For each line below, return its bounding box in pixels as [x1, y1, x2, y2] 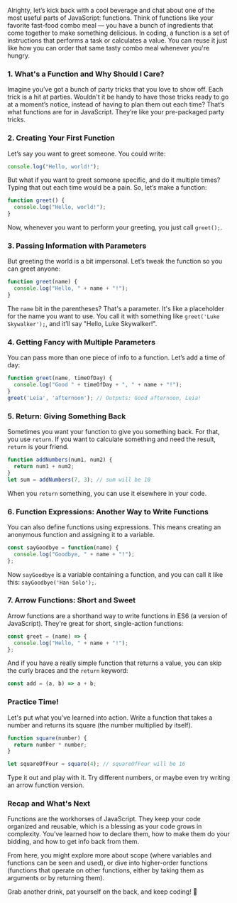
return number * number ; [13, 741, 87, 748]
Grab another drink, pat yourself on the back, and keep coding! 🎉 [7, 887, 197, 896]
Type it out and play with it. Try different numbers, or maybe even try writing [7, 774, 231, 782]
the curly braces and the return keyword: [7, 666, 129, 675]
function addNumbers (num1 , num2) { [7, 456, 113, 464]
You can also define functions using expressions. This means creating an [7, 522, 221, 531]
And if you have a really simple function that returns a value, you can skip [7, 659, 222, 667]
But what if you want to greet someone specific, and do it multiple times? [7, 175, 221, 184]
